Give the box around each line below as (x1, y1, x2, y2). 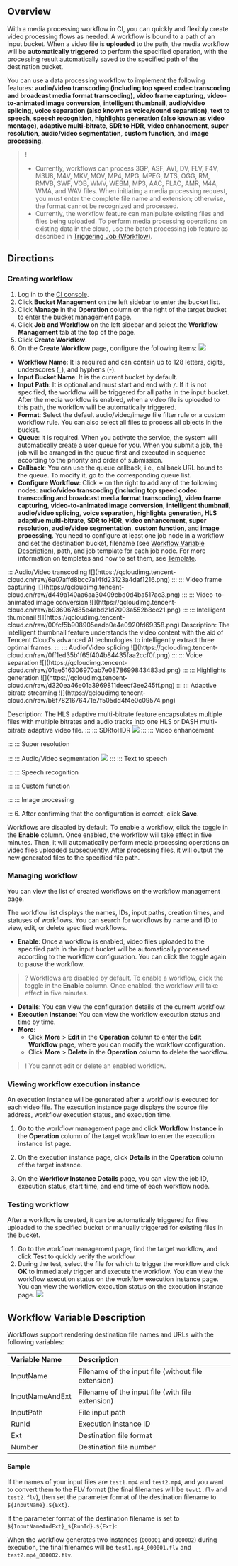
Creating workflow (7, 274, 73, 283)
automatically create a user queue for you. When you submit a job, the (17, 441, 223, 449)
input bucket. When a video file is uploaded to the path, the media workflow (7, 39, 229, 48)
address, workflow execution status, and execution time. (7, 1111, 172, 1119)
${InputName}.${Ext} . (7, 1501, 70, 1509)
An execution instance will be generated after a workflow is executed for (7, 1096, 219, 1104)
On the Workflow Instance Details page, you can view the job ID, (17, 1174, 209, 1183)
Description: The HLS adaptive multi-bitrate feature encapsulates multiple (7, 710, 222, 718)
